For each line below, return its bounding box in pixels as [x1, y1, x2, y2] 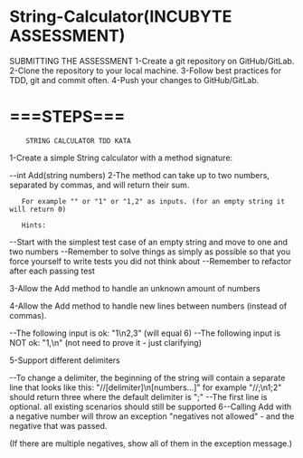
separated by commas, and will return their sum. [9, 179, 190, 190]
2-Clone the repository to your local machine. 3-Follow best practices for [9, 65, 282, 76]
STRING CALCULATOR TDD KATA [25, 136, 131, 146]
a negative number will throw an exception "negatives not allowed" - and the [9, 410, 295, 422]
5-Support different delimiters [9, 355, 120, 366]
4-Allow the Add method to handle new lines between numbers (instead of [9, 301, 288, 311]
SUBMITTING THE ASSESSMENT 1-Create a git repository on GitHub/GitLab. [9, 55, 295, 66]
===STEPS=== [9, 107, 126, 128]
